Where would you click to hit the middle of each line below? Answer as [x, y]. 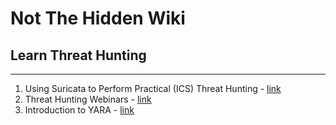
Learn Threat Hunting [78, 55]
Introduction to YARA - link [79, 110]
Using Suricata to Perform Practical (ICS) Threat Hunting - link [153, 88]
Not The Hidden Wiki [98, 18]
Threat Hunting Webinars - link [88, 99]
